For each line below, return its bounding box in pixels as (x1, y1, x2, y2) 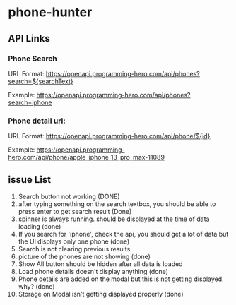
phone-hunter (8, 4, 93, 20)
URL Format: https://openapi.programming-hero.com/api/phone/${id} (8, 132, 211, 140)
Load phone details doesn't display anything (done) (18, 267, 169, 275)
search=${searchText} (8, 77, 73, 85)
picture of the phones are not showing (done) (18, 252, 151, 261)
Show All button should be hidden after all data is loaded (18, 259, 183, 268)
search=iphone (8, 98, 52, 107)
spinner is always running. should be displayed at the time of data (18, 215, 210, 223)
